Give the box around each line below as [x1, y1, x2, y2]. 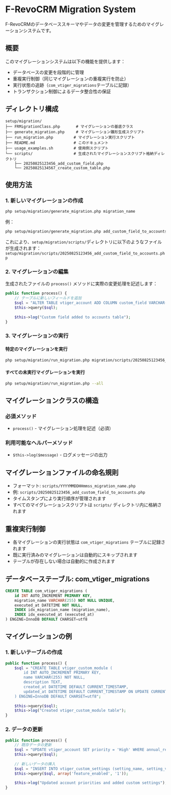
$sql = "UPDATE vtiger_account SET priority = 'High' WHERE [14, 747, 145, 753]
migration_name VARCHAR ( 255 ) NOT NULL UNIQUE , [14, 598, 115, 603]
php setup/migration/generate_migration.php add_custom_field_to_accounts [5, 229, 167, 234]
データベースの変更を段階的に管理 [12, 69, 84, 75]
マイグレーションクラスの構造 [5, 396, 99, 405]
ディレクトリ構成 [5, 105, 59, 113]
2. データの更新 [5, 726, 43, 733]
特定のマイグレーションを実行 [5, 346, 68, 352]
